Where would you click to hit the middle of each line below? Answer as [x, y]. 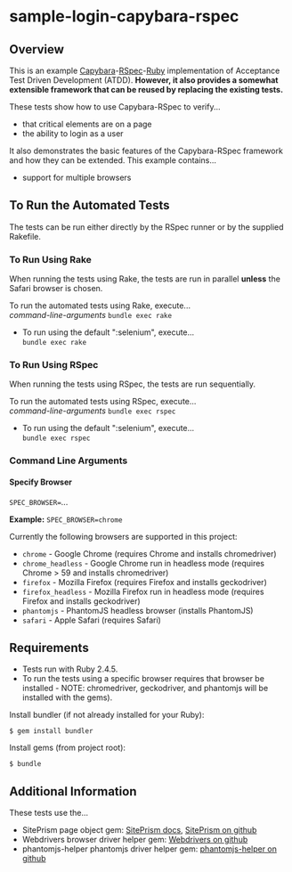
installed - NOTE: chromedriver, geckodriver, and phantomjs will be [145, 689]
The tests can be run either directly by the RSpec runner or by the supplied [146, 227]
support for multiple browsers [77, 177]
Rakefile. [25, 236]
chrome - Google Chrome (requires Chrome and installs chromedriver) [150, 553]
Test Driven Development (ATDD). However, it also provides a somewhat [144, 80]
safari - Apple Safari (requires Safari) [92, 620]
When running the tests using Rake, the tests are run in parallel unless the [145, 279]
